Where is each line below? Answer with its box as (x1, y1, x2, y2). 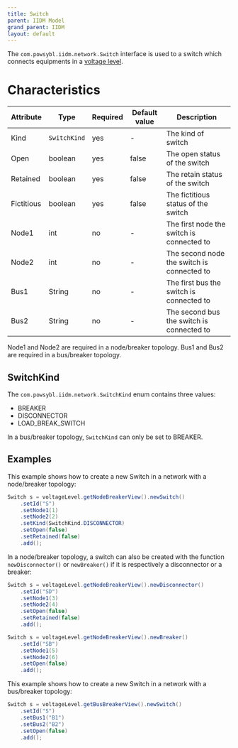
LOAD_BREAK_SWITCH (17, 419, 86, 427)
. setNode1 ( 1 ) (20, 506, 59, 514)
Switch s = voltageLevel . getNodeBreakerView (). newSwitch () (7, 493, 186, 501)
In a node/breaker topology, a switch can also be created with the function (7, 552, 225, 561)
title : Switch (7, 10, 50, 18)
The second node (166, 249, 225, 259)
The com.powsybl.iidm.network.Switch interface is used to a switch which (7, 50, 222, 58)
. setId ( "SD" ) (20, 587, 59, 595)
